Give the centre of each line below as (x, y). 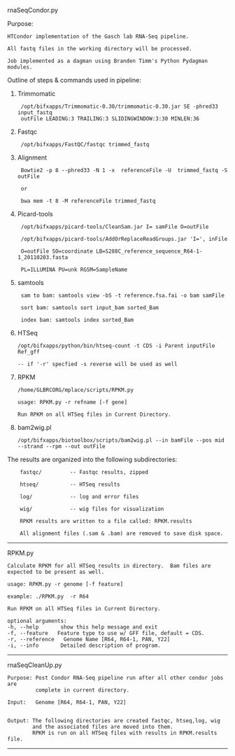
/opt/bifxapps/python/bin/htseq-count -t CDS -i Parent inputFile (116, 346)
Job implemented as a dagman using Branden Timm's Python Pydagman (108, 61)
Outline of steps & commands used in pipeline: (74, 80)
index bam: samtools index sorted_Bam (77, 320)
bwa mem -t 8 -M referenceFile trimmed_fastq (88, 201)
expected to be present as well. (56, 572)
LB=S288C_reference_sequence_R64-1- (149, 251)
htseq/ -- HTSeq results (70, 484)
